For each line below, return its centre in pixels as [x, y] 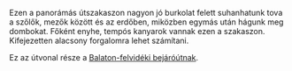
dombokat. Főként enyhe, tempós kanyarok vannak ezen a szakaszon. [137, 31]
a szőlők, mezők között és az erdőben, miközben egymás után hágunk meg [146, 22]
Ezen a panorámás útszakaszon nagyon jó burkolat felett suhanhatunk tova [146, 13]
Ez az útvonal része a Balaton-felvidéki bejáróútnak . [104, 57]
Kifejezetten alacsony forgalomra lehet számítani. [99, 40]
